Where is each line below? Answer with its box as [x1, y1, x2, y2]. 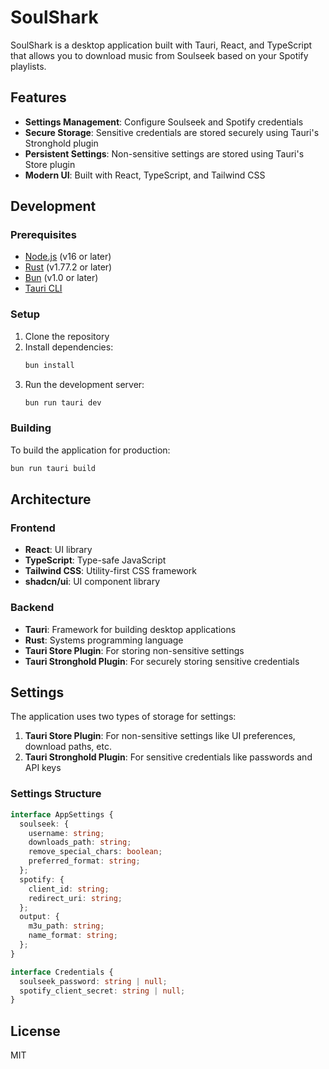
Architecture [10, 491, 92, 508]
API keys [24, 762, 62, 774]
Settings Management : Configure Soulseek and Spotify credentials [24, 116, 304, 128]
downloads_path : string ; [28, 837, 132, 848]
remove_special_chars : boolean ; [28, 847, 163, 857]
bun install [24, 360, 75, 370]
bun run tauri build [10, 463, 97, 473]
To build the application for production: [10, 444, 171, 456]
